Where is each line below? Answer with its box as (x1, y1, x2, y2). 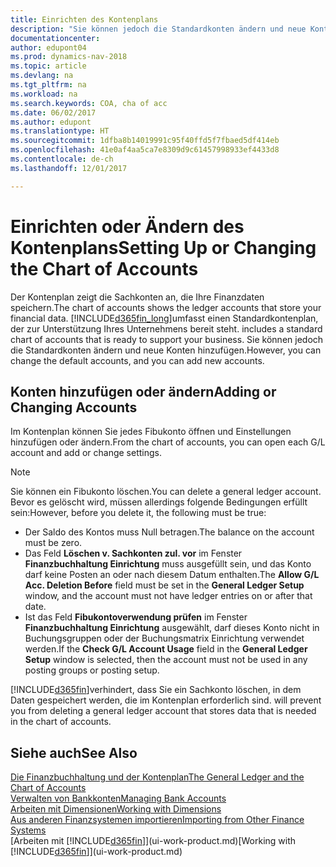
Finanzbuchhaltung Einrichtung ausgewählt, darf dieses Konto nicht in (24, 622, 320, 634)
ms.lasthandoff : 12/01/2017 (10, 163, 128, 173)
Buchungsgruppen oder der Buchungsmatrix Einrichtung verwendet (24, 632, 305, 645)
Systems (10, 824, 47, 836)
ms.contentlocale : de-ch (10, 154, 114, 164)
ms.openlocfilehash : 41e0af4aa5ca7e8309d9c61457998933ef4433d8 (10, 145, 280, 155)
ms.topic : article (10, 61, 87, 71)
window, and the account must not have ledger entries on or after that (24, 590, 313, 602)
